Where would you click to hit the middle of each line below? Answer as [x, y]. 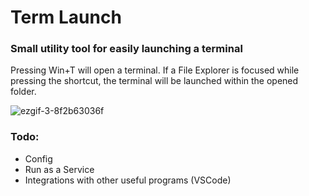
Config [38, 158]
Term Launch [66, 17]
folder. [23, 92]
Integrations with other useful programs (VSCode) [128, 180]
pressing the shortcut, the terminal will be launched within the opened [154, 81]
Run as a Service [59, 169]
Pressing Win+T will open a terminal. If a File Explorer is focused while [155, 70]
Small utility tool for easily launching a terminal [126, 49]
